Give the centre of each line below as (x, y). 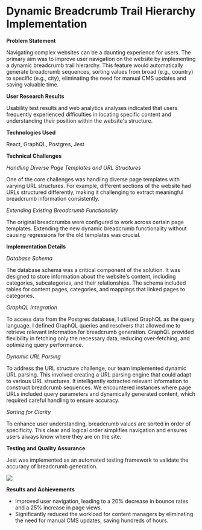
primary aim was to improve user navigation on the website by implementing (101, 59)
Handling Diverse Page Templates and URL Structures (74, 167)
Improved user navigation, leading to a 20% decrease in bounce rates (102, 501)
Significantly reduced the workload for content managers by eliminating (104, 514)
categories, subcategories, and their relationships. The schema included (96, 283)
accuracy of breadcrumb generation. (52, 466)
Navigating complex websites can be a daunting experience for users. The (99, 52)
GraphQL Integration (32, 307)
